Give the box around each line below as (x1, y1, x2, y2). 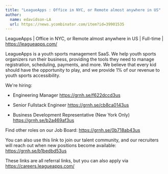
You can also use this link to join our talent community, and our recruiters (5, 137, 159, 143)
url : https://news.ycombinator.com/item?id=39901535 (10, 21, 125, 27)
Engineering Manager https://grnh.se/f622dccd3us (12, 92, 121, 98)
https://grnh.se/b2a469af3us (12, 118, 75, 124)
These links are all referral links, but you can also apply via (5, 158, 129, 164)
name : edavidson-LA (10, 17, 52, 22)
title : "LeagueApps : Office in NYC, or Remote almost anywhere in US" (5, 7, 161, 13)
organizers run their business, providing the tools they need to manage (5, 56, 155, 63)
